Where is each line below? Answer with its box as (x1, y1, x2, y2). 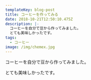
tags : (5, 35, 17, 40)
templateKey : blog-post (5, 7, 55, 12)
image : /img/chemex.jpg (5, 44, 55, 49)
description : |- (5, 21, 39, 26)
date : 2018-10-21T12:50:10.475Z (5, 16, 73, 21)
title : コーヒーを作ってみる (5, 12, 59, 17)
